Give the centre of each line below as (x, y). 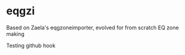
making (16, 33)
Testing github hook (31, 45)
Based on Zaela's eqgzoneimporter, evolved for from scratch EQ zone (92, 27)
